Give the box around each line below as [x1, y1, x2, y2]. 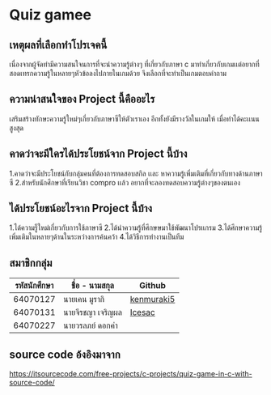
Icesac [129, 307, 156, 318]
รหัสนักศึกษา [15, 280, 54, 291]
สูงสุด [9, 123, 23, 133]
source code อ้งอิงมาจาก [9, 347, 121, 361]
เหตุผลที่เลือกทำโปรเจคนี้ [9, 38, 108, 52]
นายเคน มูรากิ [63, 294, 104, 305]
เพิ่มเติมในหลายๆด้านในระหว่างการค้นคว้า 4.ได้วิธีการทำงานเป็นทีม [9, 232, 184, 242]
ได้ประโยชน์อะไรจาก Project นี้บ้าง [9, 202, 153, 215]
